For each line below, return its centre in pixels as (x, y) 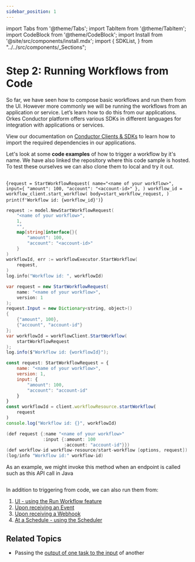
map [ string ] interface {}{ (47, 232)
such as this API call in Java (40, 473)
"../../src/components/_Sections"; (46, 47)
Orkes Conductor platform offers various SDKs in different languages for (94, 118)
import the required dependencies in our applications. (71, 143)
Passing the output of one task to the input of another (80, 553)
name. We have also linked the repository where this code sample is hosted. (98, 160)
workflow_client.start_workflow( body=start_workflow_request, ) (88, 194)
